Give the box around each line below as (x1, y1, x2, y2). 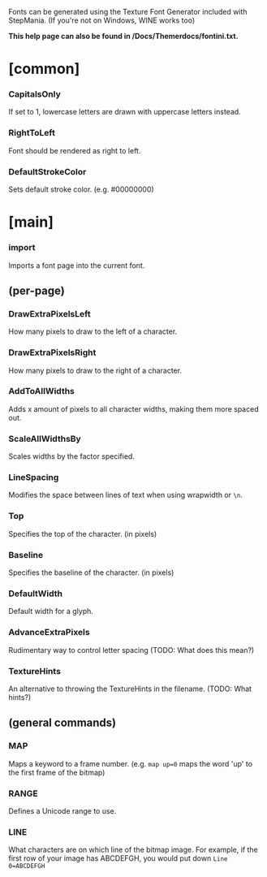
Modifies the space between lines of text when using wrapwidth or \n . (8, 490, 243, 500)
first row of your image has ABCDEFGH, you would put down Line (8, 853, 229, 863)
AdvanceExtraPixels (8, 627, 91, 638)
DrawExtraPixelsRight (8, 347, 97, 358)
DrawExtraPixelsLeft (8, 308, 91, 319)
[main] (8, 213, 54, 231)
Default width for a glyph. (8, 607, 93, 616)
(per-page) (8, 283, 65, 297)
